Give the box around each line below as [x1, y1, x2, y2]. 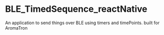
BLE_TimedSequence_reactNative [5, 3, 148, 15]
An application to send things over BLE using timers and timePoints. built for [5, 20, 160, 26]
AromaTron [5, 25, 28, 31]
